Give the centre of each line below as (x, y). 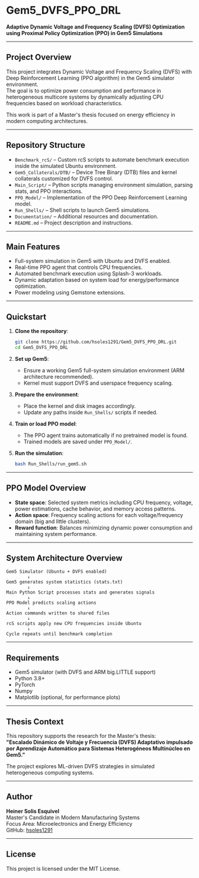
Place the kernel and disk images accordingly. (80, 406)
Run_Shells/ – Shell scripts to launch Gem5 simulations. (82, 210)
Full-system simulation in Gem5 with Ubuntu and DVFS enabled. (93, 261)
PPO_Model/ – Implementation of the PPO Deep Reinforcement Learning (101, 197)
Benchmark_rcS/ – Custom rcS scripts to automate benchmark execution (102, 159)
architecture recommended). (58, 376)
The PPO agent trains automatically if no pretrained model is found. (106, 435)
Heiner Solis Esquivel (33, 811)
